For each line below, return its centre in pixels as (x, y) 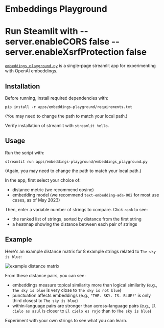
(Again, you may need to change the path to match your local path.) (73, 171)
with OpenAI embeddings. (31, 71)
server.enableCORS (46, 42)
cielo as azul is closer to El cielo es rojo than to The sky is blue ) (82, 311)
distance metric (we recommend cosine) (53, 190)
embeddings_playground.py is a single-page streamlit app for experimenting (80, 66)
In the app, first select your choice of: (43, 180)
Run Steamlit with (42, 32)
